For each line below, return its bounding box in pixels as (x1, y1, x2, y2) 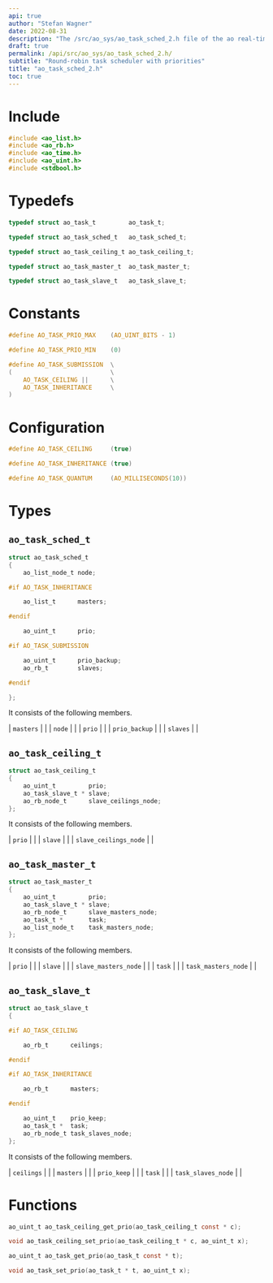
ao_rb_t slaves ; (23, 663, 104, 672)
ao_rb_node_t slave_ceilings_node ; (23, 797, 162, 805)
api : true (8, 11, 42, 20)
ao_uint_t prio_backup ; (23, 656, 122, 664)
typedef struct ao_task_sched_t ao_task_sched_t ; (8, 233, 187, 241)
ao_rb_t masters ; (23, 1085, 100, 1093)
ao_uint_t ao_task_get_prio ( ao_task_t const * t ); (8, 1252, 184, 1260)
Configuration (8, 418, 106, 437)
